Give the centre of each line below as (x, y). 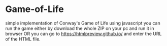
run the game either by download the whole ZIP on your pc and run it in (80, 28)
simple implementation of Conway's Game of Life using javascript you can (83, 23)
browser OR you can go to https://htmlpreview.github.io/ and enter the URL (83, 33)
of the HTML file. (23, 39)
